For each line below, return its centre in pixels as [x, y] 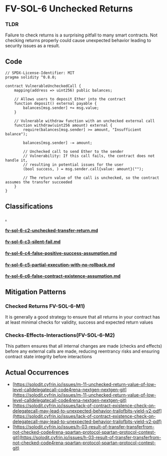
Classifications [29, 206]
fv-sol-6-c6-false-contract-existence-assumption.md [63, 276]
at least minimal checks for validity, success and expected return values [79, 322]
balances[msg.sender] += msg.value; [61, 108]
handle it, [16, 160]
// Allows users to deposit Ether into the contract [70, 99]
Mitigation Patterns [36, 292]
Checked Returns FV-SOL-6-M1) [45, 306]
